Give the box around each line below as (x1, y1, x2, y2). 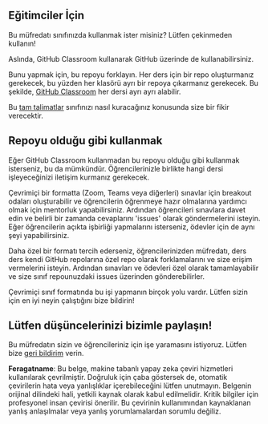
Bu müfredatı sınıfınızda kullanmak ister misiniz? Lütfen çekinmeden (8, 30, 233, 39)
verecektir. (8, 111, 44, 120)
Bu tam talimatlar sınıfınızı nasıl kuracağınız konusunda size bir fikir (8, 102, 230, 111)
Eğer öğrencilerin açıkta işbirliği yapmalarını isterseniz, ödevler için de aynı (8, 222, 255, 232)
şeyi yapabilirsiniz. (8, 230, 70, 240)
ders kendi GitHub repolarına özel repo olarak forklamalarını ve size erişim (8, 254, 253, 264)
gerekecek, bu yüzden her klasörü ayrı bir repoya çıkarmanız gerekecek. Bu (8, 78, 259, 87)
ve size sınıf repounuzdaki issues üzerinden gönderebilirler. (8, 271, 205, 281)
